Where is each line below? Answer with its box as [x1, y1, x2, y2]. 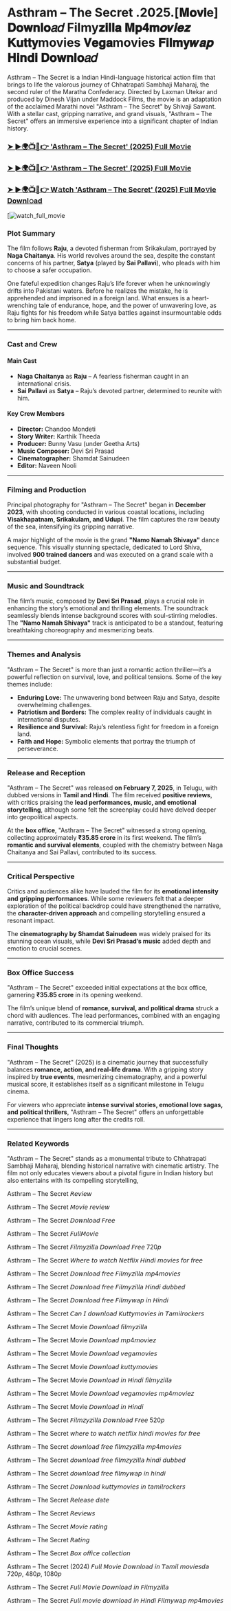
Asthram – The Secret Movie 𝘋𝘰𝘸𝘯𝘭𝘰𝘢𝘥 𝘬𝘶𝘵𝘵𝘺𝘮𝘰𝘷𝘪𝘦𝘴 [7, 1363, 158, 1371]
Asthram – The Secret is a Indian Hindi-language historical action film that [7, 73, 216, 81]
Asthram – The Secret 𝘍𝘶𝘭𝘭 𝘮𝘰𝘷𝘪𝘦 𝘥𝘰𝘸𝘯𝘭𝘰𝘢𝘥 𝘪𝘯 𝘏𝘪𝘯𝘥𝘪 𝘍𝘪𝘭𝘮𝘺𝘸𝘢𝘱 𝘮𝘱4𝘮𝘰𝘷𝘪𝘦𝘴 [7, 1597, 223, 1605]
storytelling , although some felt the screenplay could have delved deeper [7, 805, 217, 814]
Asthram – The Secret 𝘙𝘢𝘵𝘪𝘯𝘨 [7, 1536, 90, 1544]
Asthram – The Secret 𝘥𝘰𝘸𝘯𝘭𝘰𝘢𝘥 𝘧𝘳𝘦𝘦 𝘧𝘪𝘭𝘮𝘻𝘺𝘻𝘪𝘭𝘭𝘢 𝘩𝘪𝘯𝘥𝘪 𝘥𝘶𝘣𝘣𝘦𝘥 [7, 1456, 186, 1465]
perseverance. [16, 744, 58, 753]
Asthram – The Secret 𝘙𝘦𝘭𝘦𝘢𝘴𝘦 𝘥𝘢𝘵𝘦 [7, 1496, 110, 1504]
